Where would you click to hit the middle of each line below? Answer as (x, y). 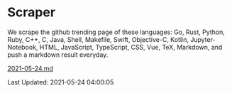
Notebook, (23, 47)
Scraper (31, 12)
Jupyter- (203, 39)
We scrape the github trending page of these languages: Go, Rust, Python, (116, 32)
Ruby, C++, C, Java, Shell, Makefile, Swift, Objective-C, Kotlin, (98, 39)
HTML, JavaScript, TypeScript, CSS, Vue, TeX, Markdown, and (131, 47)
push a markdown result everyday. (58, 55)
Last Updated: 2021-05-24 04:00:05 (61, 82)
